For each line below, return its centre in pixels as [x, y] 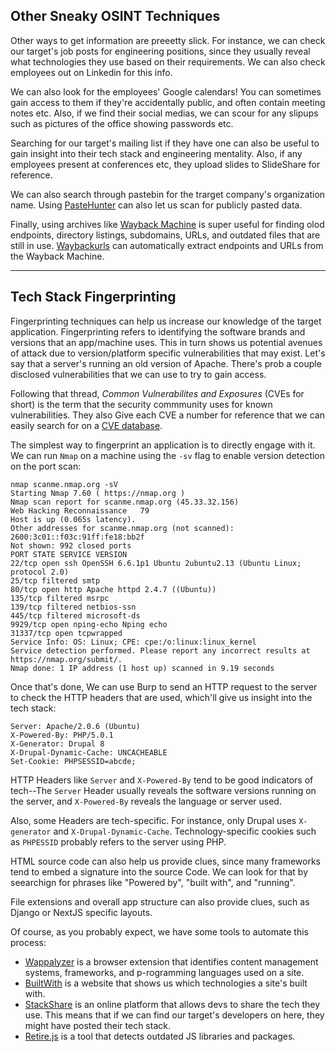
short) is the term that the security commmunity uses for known [141, 404]
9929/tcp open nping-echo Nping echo [89, 624]
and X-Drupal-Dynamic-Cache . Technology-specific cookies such [185, 831]
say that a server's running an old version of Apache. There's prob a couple [166, 363]
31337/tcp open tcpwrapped [66, 633]
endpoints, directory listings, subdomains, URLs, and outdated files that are [165, 235]
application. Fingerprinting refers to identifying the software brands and [158, 331]
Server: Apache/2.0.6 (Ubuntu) [75, 726]
